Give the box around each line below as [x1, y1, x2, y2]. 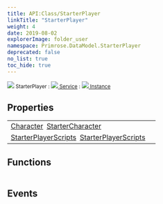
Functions [7, 156, 52, 168]
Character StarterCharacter [10, 121, 102, 131]
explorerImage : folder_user [7, 36, 89, 43]
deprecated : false [7, 49, 60, 56]
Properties [7, 102, 54, 114]
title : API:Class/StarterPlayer [7, 10, 101, 17]
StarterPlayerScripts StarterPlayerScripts [10, 133, 146, 142]
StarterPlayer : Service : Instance [15, 83, 111, 90]
